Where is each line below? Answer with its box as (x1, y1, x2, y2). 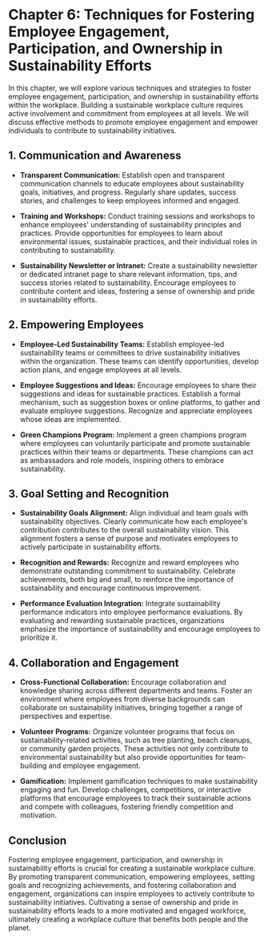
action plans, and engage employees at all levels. (19, 364, 182, 374)
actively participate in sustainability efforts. (19, 542, 162, 552)
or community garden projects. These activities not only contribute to (19, 744, 249, 753)
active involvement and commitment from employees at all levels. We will (8, 108, 250, 118)
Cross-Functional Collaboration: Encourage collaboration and (19, 677, 226, 687)
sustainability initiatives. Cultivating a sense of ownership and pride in (8, 898, 238, 906)
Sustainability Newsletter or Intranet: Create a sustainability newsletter (19, 260, 258, 270)
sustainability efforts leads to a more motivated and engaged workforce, (8, 906, 246, 915)
